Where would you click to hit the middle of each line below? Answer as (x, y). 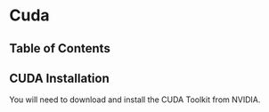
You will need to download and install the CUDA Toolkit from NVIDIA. (135, 100)
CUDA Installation (59, 78)
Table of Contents (60, 48)
